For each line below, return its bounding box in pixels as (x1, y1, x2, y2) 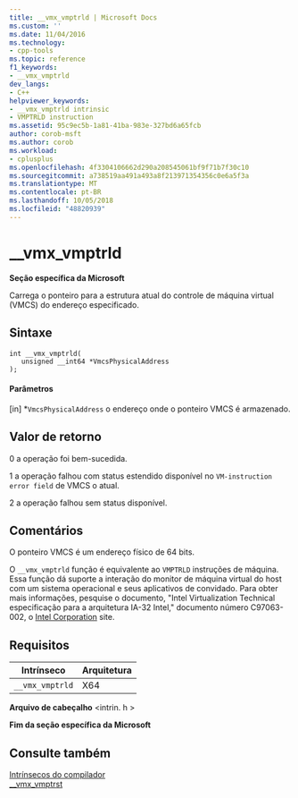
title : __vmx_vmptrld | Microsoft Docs (9, 13, 158, 22)
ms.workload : (9, 146, 58, 155)
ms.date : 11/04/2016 (9, 30, 87, 38)
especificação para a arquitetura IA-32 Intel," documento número (9, 602, 249, 613)
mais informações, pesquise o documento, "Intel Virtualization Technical (9, 592, 276, 604)
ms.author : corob (9, 138, 74, 147)
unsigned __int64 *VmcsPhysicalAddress (21, 357, 170, 366)
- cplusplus (9, 154, 54, 164)
